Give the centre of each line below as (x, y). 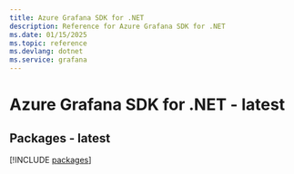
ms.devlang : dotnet (46, 52)
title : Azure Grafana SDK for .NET (77, 18)
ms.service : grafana (49, 60)
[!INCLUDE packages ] (51, 160)
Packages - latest (60, 138)
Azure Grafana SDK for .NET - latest (147, 105)
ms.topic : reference (49, 43)
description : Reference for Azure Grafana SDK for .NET (117, 26)
